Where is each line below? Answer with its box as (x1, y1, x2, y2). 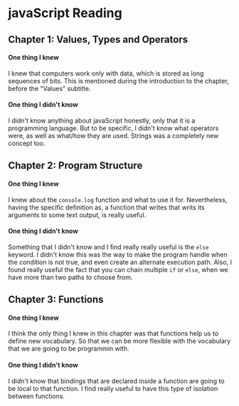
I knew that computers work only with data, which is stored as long (8, 69, 204, 78)
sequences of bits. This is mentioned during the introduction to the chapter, (8, 76, 230, 85)
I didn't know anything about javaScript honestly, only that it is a (8, 116, 196, 125)
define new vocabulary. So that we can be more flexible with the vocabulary (8, 337, 231, 345)
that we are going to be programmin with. (8, 344, 129, 353)
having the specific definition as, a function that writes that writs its (8, 203, 205, 212)
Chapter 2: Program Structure (8, 160, 143, 172)
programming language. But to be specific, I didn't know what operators (8, 123, 219, 132)
